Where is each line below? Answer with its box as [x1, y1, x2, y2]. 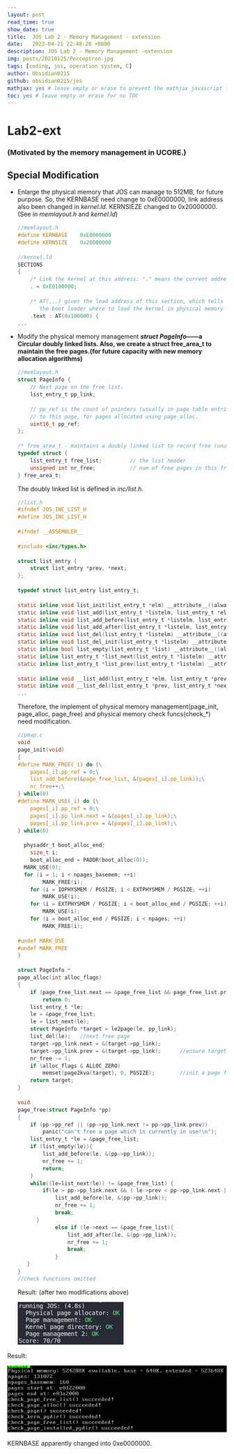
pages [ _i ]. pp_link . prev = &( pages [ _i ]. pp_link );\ [30, 819, 178, 827]
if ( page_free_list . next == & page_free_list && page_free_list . [30, 989, 221, 996]
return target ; [30, 1077, 75, 1084]
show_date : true [7, 26, 54, 33]
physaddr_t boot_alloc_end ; [24, 842, 106, 849]
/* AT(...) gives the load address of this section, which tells [30, 297, 224, 304]
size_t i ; [30, 849, 58, 856]
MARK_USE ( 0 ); [24, 864, 62, 871]
